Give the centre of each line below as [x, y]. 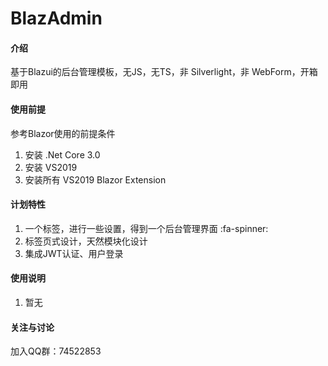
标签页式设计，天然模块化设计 [86, 241]
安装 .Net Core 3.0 [62, 154]
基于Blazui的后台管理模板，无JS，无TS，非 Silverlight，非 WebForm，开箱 [164, 72]
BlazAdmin [56, 18]
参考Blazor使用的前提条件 [63, 133]
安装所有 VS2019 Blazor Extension [95, 179]
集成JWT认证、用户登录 [74, 253]
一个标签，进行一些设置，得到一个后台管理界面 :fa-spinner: [146, 228]
